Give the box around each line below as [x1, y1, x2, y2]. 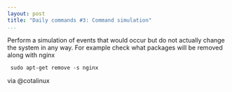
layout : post [7, 10, 46, 17]
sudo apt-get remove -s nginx [10, 64, 99, 71]
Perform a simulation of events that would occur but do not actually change [7, 36, 226, 44]
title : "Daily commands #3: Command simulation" [7, 17, 152, 24]
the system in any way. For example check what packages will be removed [7, 43, 223, 52]
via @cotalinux [7, 76, 50, 84]
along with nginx [7, 50, 55, 59]
